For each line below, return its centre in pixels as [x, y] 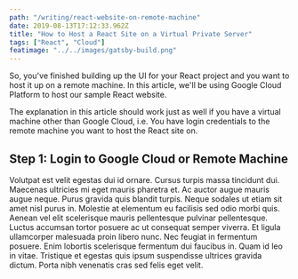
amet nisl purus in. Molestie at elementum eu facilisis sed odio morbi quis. [145, 208]
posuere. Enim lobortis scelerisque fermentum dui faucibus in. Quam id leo [146, 246]
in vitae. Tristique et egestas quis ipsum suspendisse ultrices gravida [136, 255]
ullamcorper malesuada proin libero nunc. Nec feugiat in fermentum [133, 236]
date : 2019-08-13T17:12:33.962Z [69, 26]
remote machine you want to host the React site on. [104, 131]
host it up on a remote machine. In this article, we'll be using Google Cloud [145, 85]
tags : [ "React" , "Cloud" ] [57, 42]
